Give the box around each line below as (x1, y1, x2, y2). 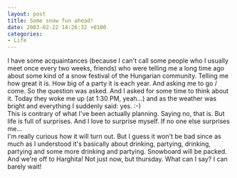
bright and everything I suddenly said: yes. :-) (7, 102, 141, 110)
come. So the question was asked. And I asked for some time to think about (7, 87, 229, 95)
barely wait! (7, 162, 42, 171)
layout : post (7, 10, 46, 18)
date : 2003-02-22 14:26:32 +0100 (7, 23, 107, 31)
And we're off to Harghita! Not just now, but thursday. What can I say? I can (7, 155, 228, 164)
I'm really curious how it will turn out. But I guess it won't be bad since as (7, 132, 222, 141)
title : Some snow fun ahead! (7, 17, 94, 24)
